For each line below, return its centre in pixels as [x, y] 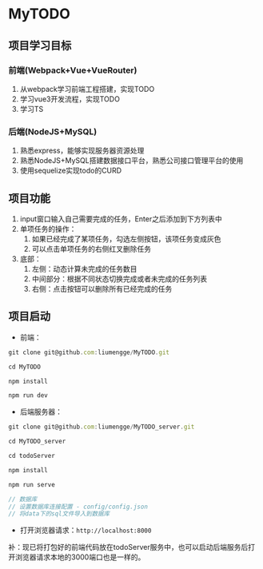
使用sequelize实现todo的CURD [71, 171]
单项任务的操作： [48, 229]
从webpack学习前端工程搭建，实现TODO [87, 89]
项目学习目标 [40, 45]
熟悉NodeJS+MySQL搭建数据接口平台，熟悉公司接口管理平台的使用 [131, 161]
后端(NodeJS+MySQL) [53, 131]
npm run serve [32, 484]
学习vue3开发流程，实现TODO [70, 99]
